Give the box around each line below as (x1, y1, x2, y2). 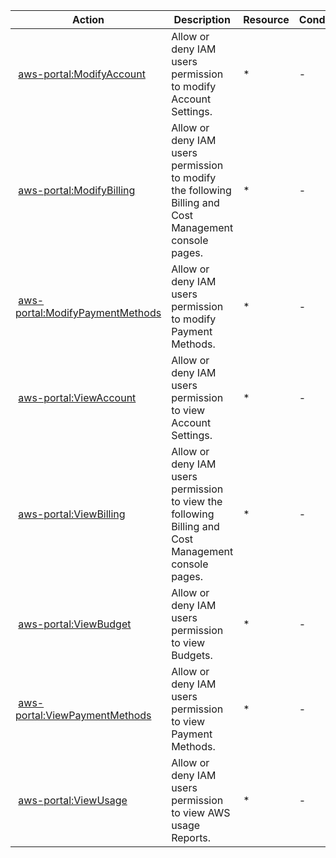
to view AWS (171, 806, 231, 819)
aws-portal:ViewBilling (18, 507, 126, 521)
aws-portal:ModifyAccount (18, 67, 146, 81)
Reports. (171, 831, 212, 844)
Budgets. (171, 649, 213, 662)
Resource (243, 13, 290, 26)
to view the (171, 495, 223, 508)
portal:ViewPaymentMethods (15, 709, 152, 722)
